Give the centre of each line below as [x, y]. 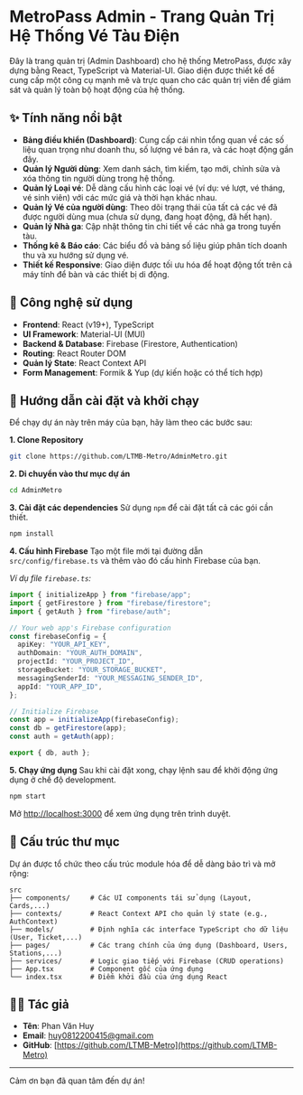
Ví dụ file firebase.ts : [50, 578]
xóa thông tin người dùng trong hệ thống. [99, 178]
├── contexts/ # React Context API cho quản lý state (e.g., [139, 913]
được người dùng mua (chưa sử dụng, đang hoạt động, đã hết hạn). [147, 216]
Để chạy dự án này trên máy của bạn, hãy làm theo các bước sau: [131, 423]
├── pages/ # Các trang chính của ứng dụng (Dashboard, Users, [149, 945]
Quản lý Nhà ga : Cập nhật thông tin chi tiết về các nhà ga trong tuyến [151, 226]
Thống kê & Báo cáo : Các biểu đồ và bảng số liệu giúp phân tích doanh [155, 245]
